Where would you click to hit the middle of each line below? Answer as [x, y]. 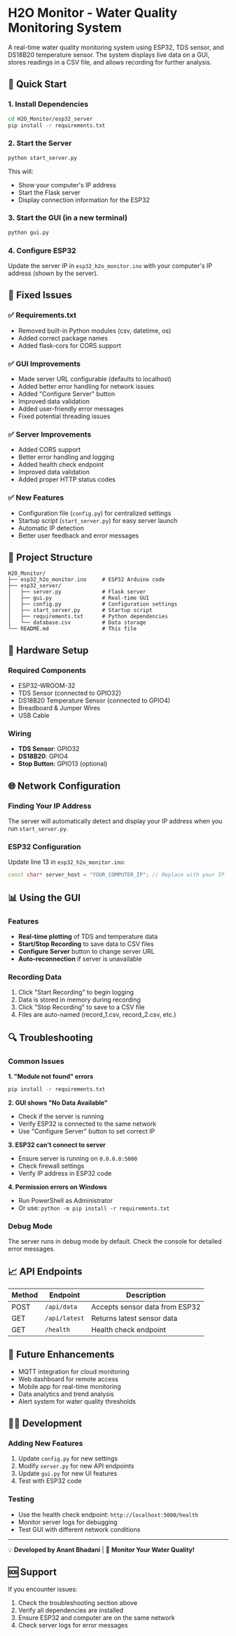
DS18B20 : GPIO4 [43, 757]
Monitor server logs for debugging [68, 1522]
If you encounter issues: [43, 1589]
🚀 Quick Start [37, 85]
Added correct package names [63, 338]
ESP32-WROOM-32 [47, 686]
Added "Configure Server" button [66, 394]
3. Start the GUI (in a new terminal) [68, 218]
